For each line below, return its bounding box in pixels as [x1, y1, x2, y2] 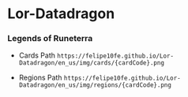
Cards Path [18, 50, 56, 60]
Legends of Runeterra [7, 33, 93, 44]
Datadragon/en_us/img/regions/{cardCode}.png [18, 81, 171, 89]
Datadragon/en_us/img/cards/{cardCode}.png [18, 59, 165, 67]
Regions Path [18, 73, 62, 83]
